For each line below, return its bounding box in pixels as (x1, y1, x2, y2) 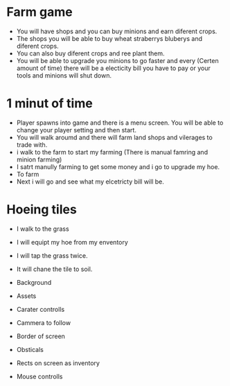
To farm (16, 170, 39, 178)
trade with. (16, 140, 48, 149)
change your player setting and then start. (16, 125, 136, 134)
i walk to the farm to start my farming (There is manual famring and (16, 148, 209, 156)
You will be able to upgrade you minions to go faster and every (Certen (16, 56, 219, 64)
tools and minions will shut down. (16, 71, 112, 80)
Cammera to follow (16, 318, 71, 326)
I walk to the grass (16, 225, 70, 233)
